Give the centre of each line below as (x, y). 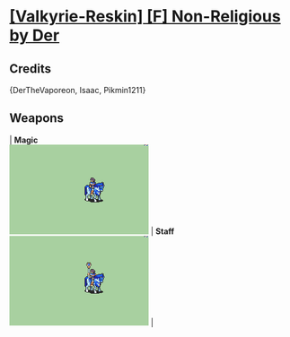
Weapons (37, 118)
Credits (31, 69)
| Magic (24, 140)
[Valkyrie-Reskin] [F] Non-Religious (145, 17)
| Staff (163, 231)
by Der (35, 35)
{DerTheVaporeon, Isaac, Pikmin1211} (78, 90)
